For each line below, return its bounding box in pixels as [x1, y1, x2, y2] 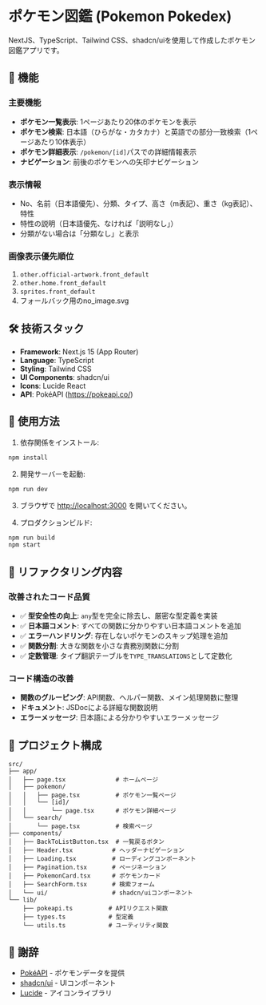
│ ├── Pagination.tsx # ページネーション [8, 863, 167, 872]
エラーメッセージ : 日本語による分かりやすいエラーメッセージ [19, 712, 220, 722]
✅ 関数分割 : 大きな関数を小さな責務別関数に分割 [19, 641, 180, 651]
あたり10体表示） [34, 137, 91, 147]
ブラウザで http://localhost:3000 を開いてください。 [19, 500, 192, 510]
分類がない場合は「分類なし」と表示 [19, 228, 140, 238]
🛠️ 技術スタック [8, 321, 85, 335]
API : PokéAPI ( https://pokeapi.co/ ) [19, 389, 133, 399]
